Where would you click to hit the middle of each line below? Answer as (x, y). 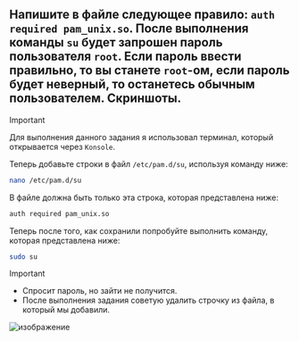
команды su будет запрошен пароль (116, 42)
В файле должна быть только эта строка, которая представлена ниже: (144, 197)
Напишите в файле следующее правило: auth (142, 15)
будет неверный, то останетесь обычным (133, 84)
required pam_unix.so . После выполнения (129, 29)
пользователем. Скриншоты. (96, 99)
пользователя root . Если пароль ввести (125, 57)
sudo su (24, 257)
